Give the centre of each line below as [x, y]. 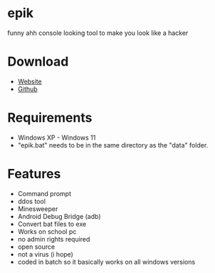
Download [38, 62]
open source [36, 247]
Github [27, 89]
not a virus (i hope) [45, 254]
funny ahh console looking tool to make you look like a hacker [98, 33]
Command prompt [44, 193]
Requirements [50, 118]
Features [34, 174]
